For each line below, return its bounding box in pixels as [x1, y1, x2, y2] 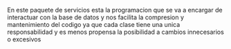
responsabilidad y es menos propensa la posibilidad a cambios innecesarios [7, 28, 225, 36]
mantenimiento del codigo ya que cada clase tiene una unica [7, 21, 181, 28]
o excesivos [7, 35, 41, 43]
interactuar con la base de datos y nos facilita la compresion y [7, 13, 185, 21]
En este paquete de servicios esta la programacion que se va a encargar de [7, 6, 223, 14]
